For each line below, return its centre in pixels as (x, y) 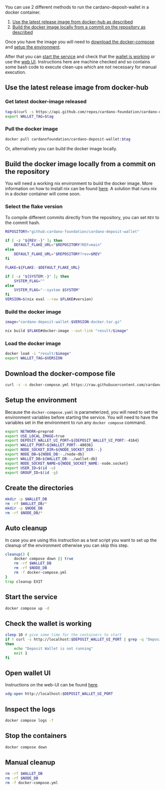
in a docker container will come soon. (43, 194)
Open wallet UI (28, 673)
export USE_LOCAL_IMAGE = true (35, 436)
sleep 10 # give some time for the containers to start (63, 635)
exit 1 (21, 653)
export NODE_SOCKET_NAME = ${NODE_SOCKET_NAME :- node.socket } (67, 463)
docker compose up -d (27, 608)
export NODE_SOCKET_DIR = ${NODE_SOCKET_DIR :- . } (54, 450)
